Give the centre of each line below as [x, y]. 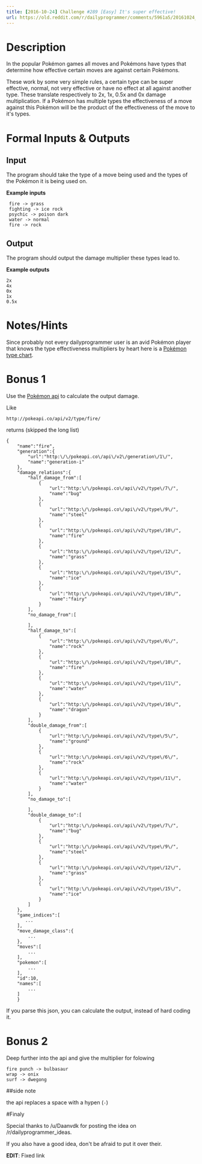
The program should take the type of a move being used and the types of [97, 175]
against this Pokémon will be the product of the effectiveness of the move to [101, 107]
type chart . [20, 355]
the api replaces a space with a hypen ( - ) [57, 1103]
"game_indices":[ [39, 915]
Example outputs [28, 270]
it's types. [19, 114]
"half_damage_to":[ [52, 631]
